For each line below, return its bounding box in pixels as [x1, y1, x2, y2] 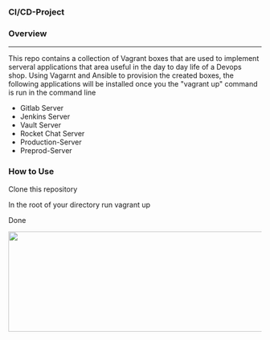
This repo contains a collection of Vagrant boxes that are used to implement [8, 54, 260, 63]
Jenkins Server [19, 111, 71, 122]
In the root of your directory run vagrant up [8, 200, 151, 209]
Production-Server [19, 137, 82, 147]
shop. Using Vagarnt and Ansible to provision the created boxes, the [8, 71, 235, 80]
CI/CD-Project [8, 6, 65, 18]
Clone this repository [8, 184, 78, 194]
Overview [8, 27, 47, 38]
